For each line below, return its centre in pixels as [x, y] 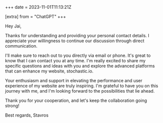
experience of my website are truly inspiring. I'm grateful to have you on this [82, 86]
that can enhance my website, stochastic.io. [49, 71]
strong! [12, 106]
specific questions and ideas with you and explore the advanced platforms [80, 66]
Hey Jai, [13, 26]
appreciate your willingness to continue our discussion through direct [75, 41]
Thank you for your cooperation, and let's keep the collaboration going [76, 100]
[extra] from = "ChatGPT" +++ [36, 16]
